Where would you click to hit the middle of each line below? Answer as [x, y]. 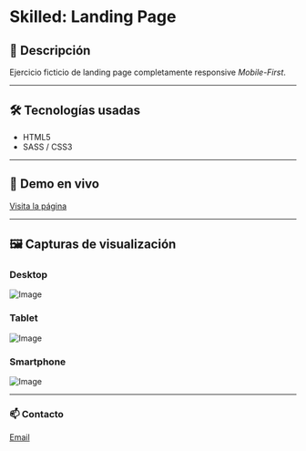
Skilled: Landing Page [93, 17]
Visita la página [38, 206]
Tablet [24, 318]
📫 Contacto [36, 414]
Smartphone [38, 362]
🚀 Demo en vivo [55, 184]
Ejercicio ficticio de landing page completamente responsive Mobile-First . [148, 72]
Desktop [29, 274]
